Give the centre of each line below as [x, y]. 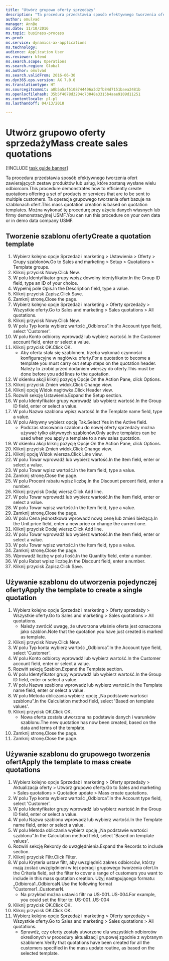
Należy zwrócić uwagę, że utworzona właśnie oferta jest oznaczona [91, 626]
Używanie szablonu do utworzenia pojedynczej [81, 582]
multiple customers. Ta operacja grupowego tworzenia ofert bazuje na [78, 199]
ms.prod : [15, 38]
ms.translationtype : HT [31, 85]
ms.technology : [22, 47]
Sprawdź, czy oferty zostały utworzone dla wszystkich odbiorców [89, 932]
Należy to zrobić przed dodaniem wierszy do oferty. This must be [88, 368]
